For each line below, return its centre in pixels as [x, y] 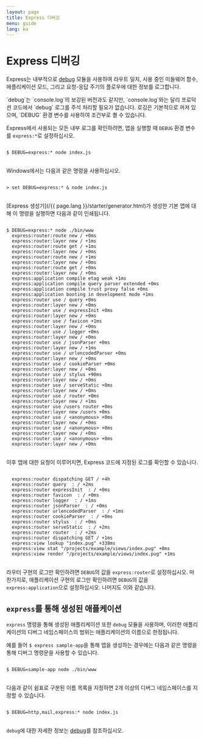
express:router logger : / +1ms [54, 501]
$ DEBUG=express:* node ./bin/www [50, 230]
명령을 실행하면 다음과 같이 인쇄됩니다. [65, 214]
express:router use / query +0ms [54, 300]
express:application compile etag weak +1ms [69, 278]
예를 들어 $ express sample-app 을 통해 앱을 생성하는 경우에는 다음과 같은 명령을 [102, 645]
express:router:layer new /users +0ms [61, 412]
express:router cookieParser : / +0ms [62, 517]
